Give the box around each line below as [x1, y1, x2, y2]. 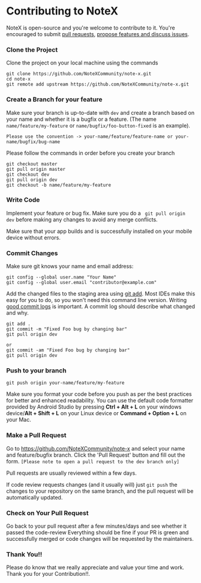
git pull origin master [6, 166, 66, 172]
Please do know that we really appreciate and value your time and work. [6, 564, 185, 571]
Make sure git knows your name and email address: [6, 263, 134, 270]
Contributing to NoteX [6, 4, 119, 18]
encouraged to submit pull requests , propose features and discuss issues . [6, 30, 190, 37]
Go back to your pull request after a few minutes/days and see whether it [6, 522, 187, 530]
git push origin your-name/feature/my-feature [6, 380, 125, 386]
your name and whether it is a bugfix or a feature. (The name [6, 116, 157, 123]
